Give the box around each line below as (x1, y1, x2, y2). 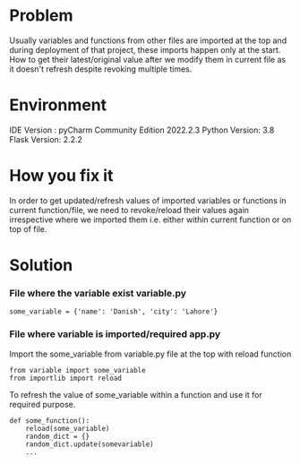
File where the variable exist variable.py (9, 287, 186, 299)
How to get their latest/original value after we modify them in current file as (9, 54, 287, 64)
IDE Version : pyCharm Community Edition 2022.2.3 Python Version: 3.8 (9, 125, 275, 135)
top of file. (9, 223, 47, 234)
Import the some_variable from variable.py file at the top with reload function (9, 348, 292, 359)
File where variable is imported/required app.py (9, 328, 221, 340)
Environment (9, 95, 107, 116)
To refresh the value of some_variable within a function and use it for (9, 389, 262, 400)
